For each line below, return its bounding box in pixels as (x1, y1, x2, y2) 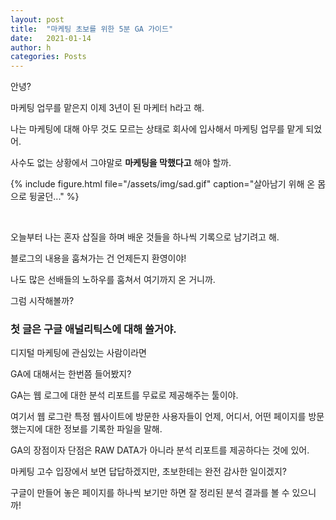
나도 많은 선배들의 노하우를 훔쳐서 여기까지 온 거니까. (10, 274, 216, 286)
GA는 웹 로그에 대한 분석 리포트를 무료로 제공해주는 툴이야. (10, 389, 239, 401)
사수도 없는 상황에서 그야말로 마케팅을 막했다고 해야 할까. (10, 157, 232, 169)
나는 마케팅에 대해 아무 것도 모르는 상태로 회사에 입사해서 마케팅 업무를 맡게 (10, 123, 304, 135)
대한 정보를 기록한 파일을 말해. (44, 423, 163, 435)
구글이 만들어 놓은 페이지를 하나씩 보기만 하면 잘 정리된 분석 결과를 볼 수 (10, 487, 290, 499)
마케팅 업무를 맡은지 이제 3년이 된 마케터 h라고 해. (10, 102, 205, 114)
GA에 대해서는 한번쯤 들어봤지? (10, 368, 132, 380)
